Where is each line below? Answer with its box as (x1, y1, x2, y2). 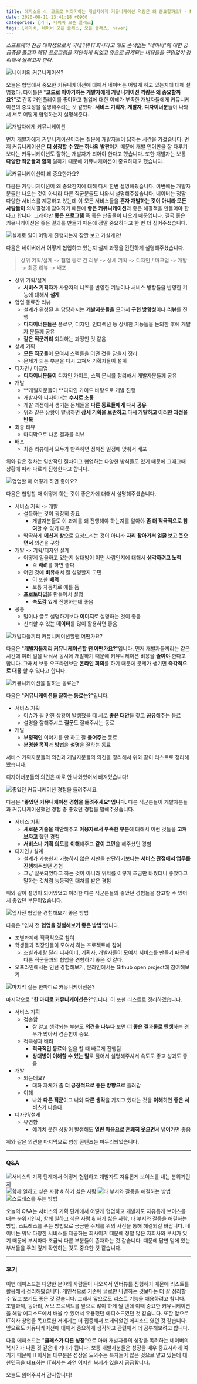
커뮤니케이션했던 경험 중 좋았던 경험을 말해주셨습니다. (12, 806, 135, 813)
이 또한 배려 (32, 576, 59, 583)
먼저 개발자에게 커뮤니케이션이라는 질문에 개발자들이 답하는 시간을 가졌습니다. (6, 136, 184, 143)
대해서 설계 (34, 291, 60, 298)
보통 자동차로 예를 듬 (32, 584, 80, 591)
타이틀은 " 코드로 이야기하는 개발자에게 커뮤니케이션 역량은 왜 (23, 89, 161, 96)
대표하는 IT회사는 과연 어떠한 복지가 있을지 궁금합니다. (26, 1359, 151, 1366)
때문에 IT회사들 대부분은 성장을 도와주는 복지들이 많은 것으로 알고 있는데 (16, 1351, 182, 1358)
